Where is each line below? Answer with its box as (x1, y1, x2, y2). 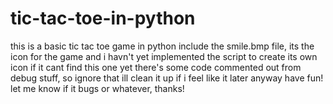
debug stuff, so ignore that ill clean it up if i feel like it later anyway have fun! (10, 72, 324, 84)
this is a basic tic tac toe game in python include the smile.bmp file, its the (10, 40, 315, 52)
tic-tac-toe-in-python (10, 7, 196, 30)
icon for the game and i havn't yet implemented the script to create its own (10, 50, 318, 62)
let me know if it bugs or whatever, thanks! (10, 82, 185, 94)
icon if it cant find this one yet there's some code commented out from (10, 61, 302, 73)
